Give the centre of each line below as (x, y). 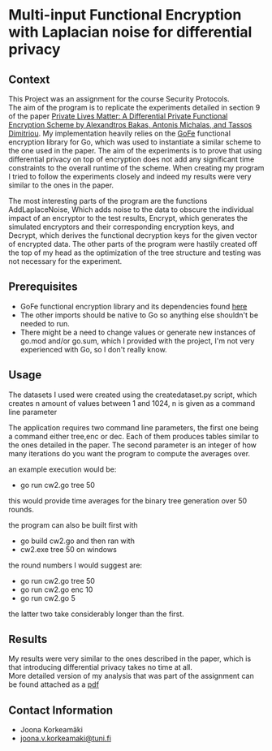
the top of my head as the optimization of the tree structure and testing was (135, 252)
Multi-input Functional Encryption (125, 15)
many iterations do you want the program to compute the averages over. (129, 453)
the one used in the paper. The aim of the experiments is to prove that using (135, 151)
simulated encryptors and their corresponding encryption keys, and (121, 227)
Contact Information (61, 710)
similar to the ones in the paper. (61, 185)
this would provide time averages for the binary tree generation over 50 (128, 500)
